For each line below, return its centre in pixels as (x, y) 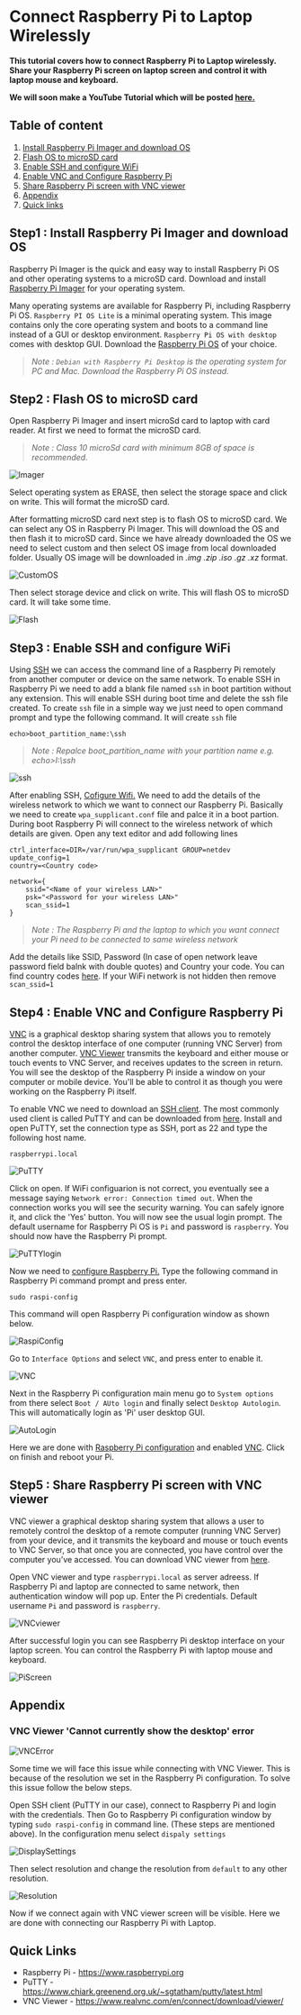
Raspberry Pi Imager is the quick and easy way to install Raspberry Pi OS (145, 269)
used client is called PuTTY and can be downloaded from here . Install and (146, 1118)
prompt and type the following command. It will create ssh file (124, 717)
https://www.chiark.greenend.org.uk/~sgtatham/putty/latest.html (142, 1992)
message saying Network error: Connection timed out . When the (131, 1198)
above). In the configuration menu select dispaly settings (118, 1833)
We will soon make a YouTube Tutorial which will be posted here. (133, 97)
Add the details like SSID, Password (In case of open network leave (133, 957)
